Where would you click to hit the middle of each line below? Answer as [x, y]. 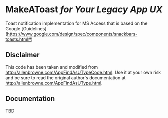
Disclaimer [22, 55]
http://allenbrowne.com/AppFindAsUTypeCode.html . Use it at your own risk [83, 72]
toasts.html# [18, 39]
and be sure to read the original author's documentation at [65, 78]
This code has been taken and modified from [52, 67]
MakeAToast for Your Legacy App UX [84, 9]
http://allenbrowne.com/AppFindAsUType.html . [54, 83]
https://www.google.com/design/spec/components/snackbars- [72, 34]
